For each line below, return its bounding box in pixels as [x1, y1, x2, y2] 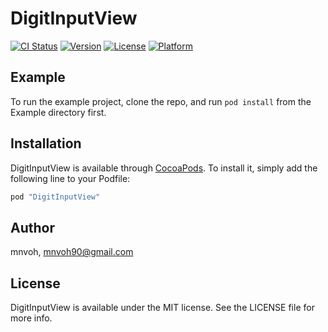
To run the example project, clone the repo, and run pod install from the [10, 95, 312, 107]
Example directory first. [10, 106, 107, 118]
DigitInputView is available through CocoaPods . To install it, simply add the [10, 162, 318, 174]
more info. [10, 312, 53, 324]
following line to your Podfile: [10, 172, 131, 184]
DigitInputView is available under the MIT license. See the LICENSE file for [10, 302, 315, 314]
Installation [10, 135, 82, 152]
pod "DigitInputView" [10, 192, 101, 202]
